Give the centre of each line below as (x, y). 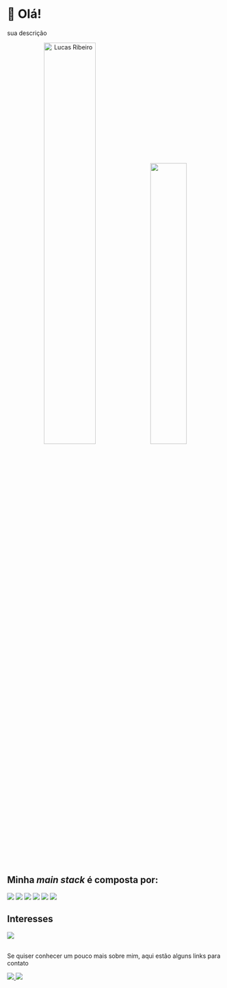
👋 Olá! (24, 14)
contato (18, 963)
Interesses (30, 919)
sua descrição (27, 33)
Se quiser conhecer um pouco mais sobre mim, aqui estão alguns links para (114, 956)
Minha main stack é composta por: (83, 880)
